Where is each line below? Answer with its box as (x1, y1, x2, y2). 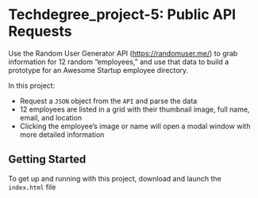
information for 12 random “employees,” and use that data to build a (8, 57, 229, 67)
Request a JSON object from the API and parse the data (19, 96, 198, 105)
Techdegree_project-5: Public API (8, 6, 237, 24)
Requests (8, 22, 72, 40)
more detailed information (19, 129, 105, 139)
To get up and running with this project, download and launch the (8, 173, 221, 183)
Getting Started (8, 153, 87, 166)
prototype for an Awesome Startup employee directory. (8, 65, 189, 74)
